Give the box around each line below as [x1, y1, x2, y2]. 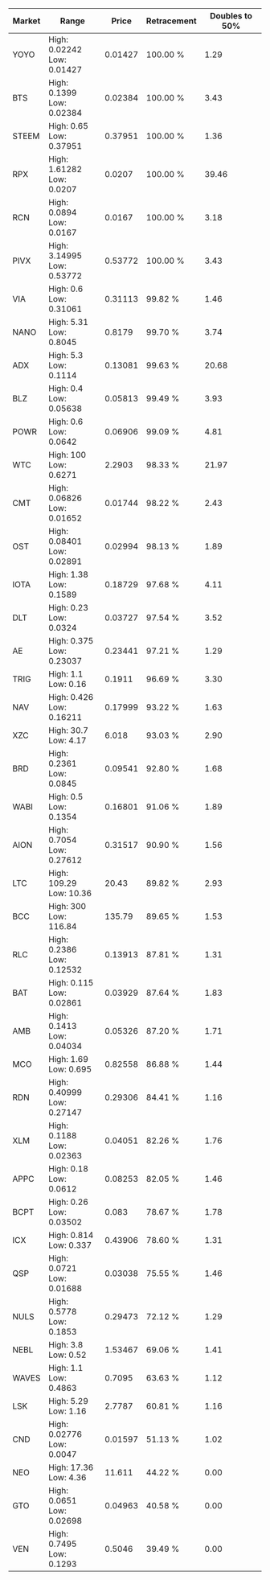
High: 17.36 [47, 1462, 94, 1473]
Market [12, 15, 41, 27]
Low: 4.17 [47, 735, 87, 746]
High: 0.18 [47, 1163, 88, 1174]
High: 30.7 [47, 725, 88, 735]
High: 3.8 [47, 1339, 84, 1350]
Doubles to [210, 10, 253, 21]
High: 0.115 [47, 977, 94, 988]
